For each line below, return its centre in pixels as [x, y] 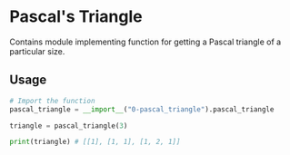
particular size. [37, 51]
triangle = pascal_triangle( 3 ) [69, 126]
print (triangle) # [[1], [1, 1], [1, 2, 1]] [95, 142]
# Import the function [52, 101]
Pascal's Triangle [76, 17]
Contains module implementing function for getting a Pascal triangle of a [145, 42]
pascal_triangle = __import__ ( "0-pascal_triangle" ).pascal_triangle [142, 109]
